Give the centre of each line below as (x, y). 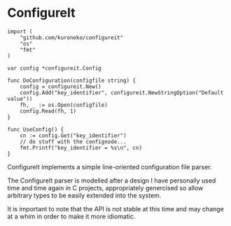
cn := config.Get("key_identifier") (73, 135)
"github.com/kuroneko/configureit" (72, 37)
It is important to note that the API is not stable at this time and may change (115, 209)
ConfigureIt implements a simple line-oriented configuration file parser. (110, 167)
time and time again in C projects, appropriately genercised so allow (105, 188)
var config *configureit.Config (54, 68)
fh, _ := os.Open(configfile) (64, 105)
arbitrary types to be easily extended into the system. (84, 195)
